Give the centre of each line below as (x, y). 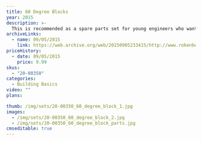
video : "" (19, 90)
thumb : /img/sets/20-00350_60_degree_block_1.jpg (70, 106)
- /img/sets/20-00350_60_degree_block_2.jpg (68, 118)
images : (16, 112)
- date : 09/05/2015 (36, 56)
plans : (14, 95)
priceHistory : (24, 51)
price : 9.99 (32, 62)
